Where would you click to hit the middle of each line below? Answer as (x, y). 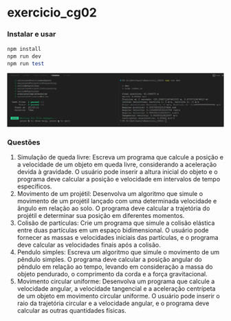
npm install (24, 49)
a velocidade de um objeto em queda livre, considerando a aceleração (117, 164)
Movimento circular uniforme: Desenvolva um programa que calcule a (116, 281)
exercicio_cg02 (52, 13)
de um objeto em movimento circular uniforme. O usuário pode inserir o (118, 296)
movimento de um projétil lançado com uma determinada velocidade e (117, 201)
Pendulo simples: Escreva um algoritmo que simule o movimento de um (118, 252)
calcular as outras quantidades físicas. (72, 310)
